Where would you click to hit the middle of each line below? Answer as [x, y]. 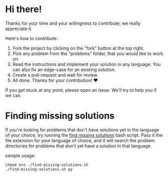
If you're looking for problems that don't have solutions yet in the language [82, 130]
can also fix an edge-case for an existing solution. [64, 70]
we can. [13, 95]
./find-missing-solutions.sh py [39, 169]
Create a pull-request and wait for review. [55, 75]
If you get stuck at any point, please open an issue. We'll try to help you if [81, 90]
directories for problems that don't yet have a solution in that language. [78, 146]
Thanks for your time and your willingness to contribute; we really [73, 23]
